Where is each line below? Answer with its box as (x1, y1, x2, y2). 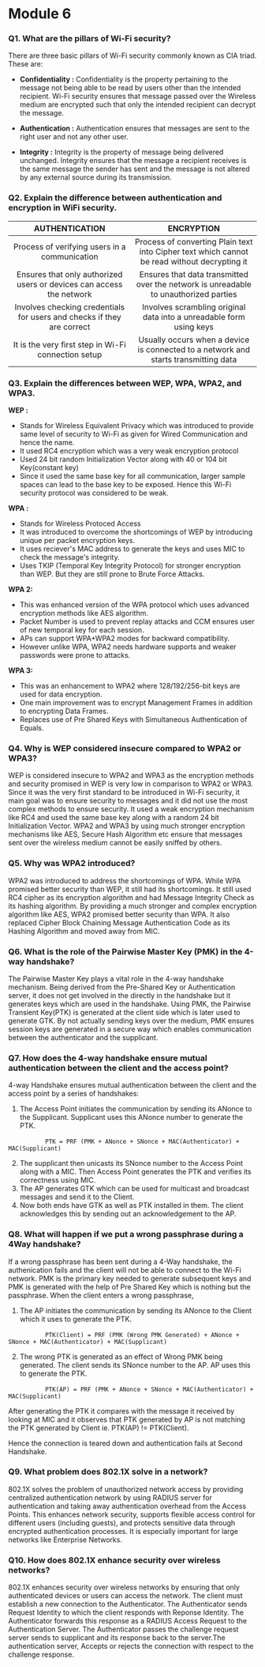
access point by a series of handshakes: (8, 1089, 140, 1099)
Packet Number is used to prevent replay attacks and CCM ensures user (19, 617, 255, 626)
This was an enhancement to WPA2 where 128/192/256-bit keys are (19, 682, 241, 691)
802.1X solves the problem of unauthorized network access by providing (8, 1484, 244, 1494)
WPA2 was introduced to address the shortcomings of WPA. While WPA (8, 875, 241, 885)
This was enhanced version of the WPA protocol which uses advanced (19, 600, 250, 609)
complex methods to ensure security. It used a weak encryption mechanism (8, 804, 255, 814)
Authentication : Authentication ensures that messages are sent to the (19, 123, 250, 133)
